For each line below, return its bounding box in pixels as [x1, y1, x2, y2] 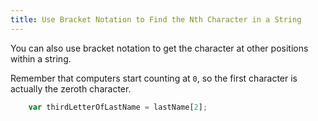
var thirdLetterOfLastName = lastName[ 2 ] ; [28, 102, 208, 112]
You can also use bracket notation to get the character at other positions [10, 42, 309, 54]
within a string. [10, 52, 72, 65]
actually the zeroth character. [10, 82, 132, 95]
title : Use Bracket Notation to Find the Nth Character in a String [10, 14, 302, 25]
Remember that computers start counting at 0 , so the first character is [10, 72, 298, 84]
